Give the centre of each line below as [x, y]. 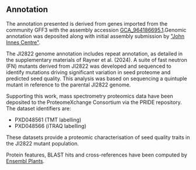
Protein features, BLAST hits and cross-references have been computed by [97, 155]
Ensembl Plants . [25, 161]
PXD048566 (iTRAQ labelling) [50, 126]
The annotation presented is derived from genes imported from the [87, 23]
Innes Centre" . [23, 42]
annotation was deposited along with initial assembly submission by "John [95, 36]
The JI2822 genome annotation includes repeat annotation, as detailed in [94, 53]
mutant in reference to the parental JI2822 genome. [68, 85]
